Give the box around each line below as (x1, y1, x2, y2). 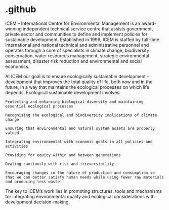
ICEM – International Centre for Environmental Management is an (5, 20, 141, 26)
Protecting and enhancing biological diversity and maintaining (5, 99, 144, 104)
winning (5, 25, 22, 31)
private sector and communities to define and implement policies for (5, 31, 148, 37)
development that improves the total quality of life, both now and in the (5, 79, 153, 85)
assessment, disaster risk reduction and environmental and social (5, 58, 142, 64)
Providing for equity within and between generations (5, 152, 121, 158)
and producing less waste (5, 179, 60, 184)
